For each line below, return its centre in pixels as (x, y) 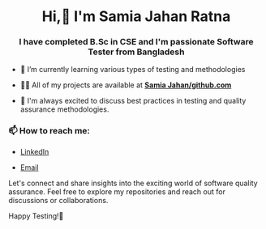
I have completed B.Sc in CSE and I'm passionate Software (136, 42)
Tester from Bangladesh (136, 52)
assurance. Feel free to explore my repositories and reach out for (117, 191)
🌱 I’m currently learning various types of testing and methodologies (133, 70)
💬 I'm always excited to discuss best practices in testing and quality (133, 101)
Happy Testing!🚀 (36, 216)
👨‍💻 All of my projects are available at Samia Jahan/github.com (126, 85)
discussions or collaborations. (58, 200)
